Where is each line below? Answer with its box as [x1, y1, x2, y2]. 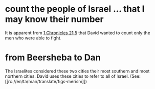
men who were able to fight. [5, 35, 62, 41]
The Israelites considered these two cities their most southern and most [5, 68, 150, 74]
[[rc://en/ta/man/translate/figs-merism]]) [5, 78, 87, 84]
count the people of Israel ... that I [5, 3, 145, 15]
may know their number [5, 14, 104, 25]
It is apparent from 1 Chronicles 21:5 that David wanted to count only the [5, 30, 151, 36]
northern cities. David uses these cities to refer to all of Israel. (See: [5, 73, 141, 79]
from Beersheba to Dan [5, 52, 101, 63]
